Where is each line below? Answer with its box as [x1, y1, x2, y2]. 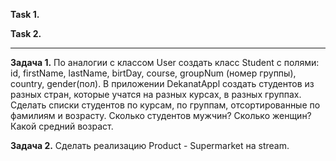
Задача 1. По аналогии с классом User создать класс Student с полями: [10, 57, 320, 68]
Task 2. [10, 28, 42, 39]
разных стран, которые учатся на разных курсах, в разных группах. [10, 89, 302, 100]
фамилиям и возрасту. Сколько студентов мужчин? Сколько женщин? [10, 110, 312, 121]
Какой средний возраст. [10, 120, 114, 132]
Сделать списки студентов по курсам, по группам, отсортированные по [10, 99, 321, 111]
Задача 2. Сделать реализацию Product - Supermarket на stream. [10, 140, 290, 151]
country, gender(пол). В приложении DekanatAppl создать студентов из [10, 78, 315, 89]
